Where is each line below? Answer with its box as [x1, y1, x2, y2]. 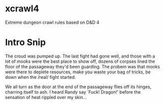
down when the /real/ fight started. [5, 74, 76, 80]
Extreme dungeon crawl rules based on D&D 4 [5, 19, 100, 25]
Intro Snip [5, 37, 46, 48]
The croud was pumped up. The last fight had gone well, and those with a [5, 53, 155, 59]
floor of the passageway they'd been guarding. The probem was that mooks [5, 63, 160, 69]
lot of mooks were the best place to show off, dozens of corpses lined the [5, 58, 155, 64]
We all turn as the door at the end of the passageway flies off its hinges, [5, 84, 152, 90]
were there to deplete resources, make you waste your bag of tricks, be [5, 69, 151, 75]
